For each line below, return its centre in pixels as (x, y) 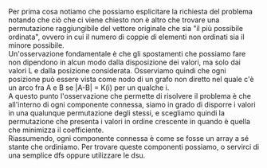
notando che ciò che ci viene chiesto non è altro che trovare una (114, 20)
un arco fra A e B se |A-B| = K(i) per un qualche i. (89, 88)
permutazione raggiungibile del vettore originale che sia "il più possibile (126, 28)
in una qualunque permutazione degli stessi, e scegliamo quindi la (117, 113)
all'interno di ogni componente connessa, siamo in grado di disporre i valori (132, 104)
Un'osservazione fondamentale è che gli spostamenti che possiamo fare (127, 54)
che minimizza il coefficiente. (56, 130)
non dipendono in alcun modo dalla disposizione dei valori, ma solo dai (124, 62)
